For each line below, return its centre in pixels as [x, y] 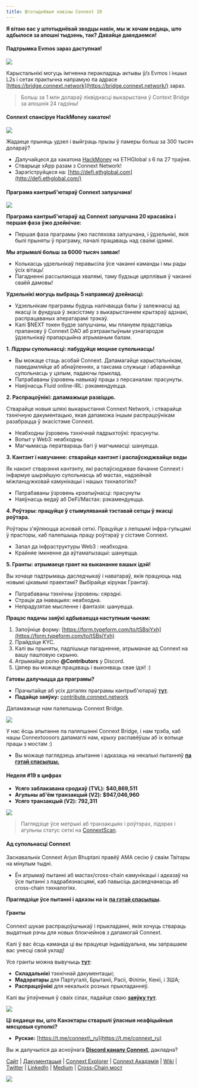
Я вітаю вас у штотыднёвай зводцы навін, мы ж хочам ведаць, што [94, 29]
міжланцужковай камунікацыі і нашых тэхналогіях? [71, 481]
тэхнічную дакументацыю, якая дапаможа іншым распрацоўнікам [91, 415]
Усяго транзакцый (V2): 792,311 [56, 801]
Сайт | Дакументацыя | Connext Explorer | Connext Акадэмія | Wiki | [91, 1061]
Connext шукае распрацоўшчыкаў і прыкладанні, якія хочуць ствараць [96, 926]
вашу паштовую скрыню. [47, 655]
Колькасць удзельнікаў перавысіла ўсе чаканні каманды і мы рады [100, 264]
